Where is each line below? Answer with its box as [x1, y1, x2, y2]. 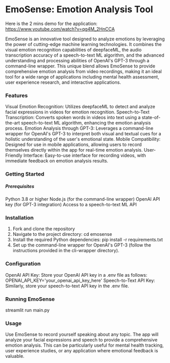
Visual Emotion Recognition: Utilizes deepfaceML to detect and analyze [5, 104, 156, 110]
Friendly [5, 152, 22, 159]
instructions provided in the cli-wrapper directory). [12, 248, 119, 254]
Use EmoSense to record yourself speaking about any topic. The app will [5, 331, 159, 337]
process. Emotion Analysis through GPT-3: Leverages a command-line [5, 125, 154, 131]
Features [5, 92, 28, 99]
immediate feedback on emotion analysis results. [5, 158, 109, 164]
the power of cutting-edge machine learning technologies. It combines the [5, 41, 162, 47]
